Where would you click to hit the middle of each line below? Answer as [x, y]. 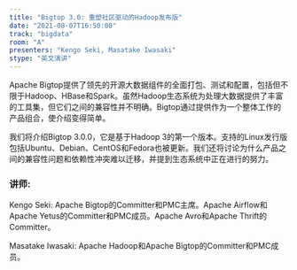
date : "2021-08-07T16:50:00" [63, 26]
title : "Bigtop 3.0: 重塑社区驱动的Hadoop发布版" [96, 17]
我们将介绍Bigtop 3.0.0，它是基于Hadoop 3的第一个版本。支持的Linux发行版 [148, 137]
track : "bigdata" [41, 34]
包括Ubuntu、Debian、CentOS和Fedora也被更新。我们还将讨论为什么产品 [144, 148]
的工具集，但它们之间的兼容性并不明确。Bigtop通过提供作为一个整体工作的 [145, 107]
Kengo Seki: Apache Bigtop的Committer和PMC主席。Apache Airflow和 [138, 205]
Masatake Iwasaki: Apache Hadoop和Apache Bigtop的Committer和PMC [140, 246]
